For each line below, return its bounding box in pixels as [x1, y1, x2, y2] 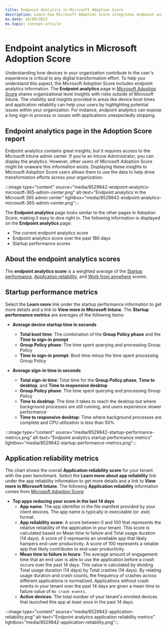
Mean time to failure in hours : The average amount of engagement [19, 551, 158, 557]
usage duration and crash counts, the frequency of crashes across [19, 573, 157, 579]
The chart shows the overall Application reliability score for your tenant [5, 467, 153, 473]
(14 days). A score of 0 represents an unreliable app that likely [19, 535, 147, 542]
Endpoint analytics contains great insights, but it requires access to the [5, 148, 151, 154]
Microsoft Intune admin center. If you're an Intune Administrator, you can [5, 153, 154, 159]
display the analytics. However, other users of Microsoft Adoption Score [5, 158, 153, 164]
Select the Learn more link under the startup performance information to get [5, 301, 162, 307]
